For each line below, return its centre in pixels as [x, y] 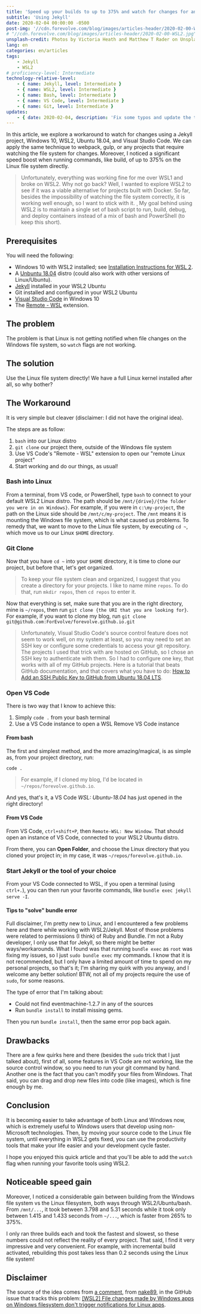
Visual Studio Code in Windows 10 [57, 299]
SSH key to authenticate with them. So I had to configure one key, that [107, 658]
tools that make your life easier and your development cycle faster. [88, 1145]
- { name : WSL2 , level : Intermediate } [67, 90]
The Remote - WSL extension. [52, 305]
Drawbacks [28, 1040]
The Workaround [38, 403]
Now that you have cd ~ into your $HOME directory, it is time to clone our [93, 561]
